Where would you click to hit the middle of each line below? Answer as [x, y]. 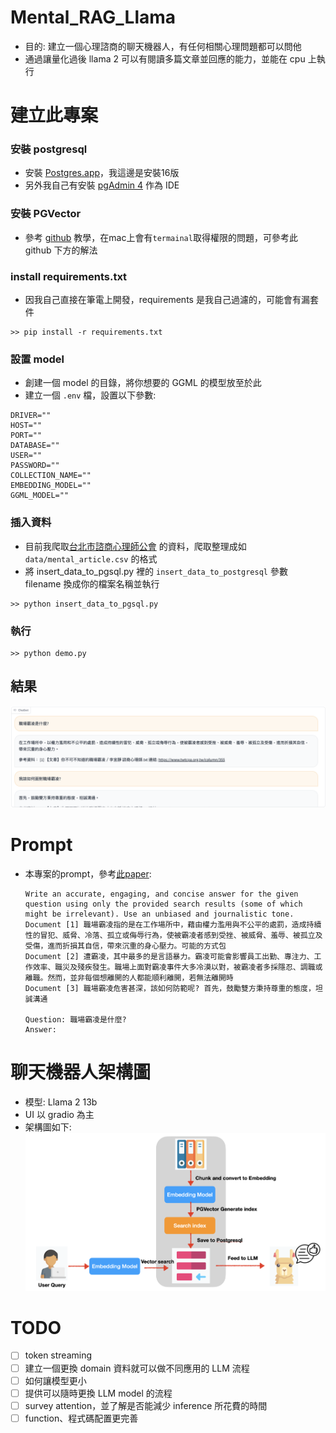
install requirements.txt [69, 276]
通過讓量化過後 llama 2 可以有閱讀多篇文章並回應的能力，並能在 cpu [165, 58]
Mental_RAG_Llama [93, 17]
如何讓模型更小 [55, 1380]
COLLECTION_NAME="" [51, 476]
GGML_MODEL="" [40, 496]
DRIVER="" [31, 416]
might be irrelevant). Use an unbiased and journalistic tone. [159, 914]
